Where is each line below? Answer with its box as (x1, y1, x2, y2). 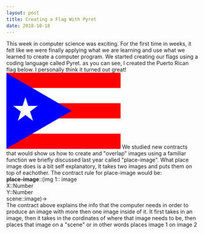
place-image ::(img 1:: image (6, 175, 77, 183)
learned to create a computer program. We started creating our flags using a (6, 53, 199, 60)
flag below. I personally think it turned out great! (6, 66, 127, 73)
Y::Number (6, 189, 33, 196)
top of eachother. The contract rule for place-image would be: (6, 169, 162, 177)
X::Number (6, 182, 33, 190)
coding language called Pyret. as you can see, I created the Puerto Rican (6, 60, 189, 67)
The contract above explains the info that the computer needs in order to (6, 202, 189, 209)
